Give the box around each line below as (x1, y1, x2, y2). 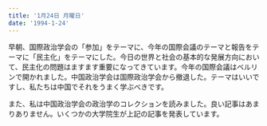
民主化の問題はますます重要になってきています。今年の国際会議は (22, 61, 238, 72)
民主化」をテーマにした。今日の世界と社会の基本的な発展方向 (35, 52, 239, 61)
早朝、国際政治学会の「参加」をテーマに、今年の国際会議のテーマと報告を (8, 41, 253, 52)
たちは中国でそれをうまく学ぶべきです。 (35, 81, 169, 92)
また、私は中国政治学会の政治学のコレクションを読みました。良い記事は (8, 99, 245, 108)
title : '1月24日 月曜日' (8, 11, 85, 20)
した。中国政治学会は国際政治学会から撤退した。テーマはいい (49, 72, 253, 81)
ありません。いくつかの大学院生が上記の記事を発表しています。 (14, 108, 224, 118)
